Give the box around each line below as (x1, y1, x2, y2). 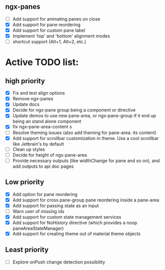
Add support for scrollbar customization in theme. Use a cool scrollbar (12, 135, 159, 141)
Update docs (12, 101, 40, 107)
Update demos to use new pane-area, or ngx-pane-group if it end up (12, 113, 156, 119)
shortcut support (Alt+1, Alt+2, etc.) (12, 39, 86, 45)
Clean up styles (12, 146, 45, 152)
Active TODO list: (5, 56, 79, 68)
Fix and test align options (12, 90, 65, 96)
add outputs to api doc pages (12, 163, 74, 169)
